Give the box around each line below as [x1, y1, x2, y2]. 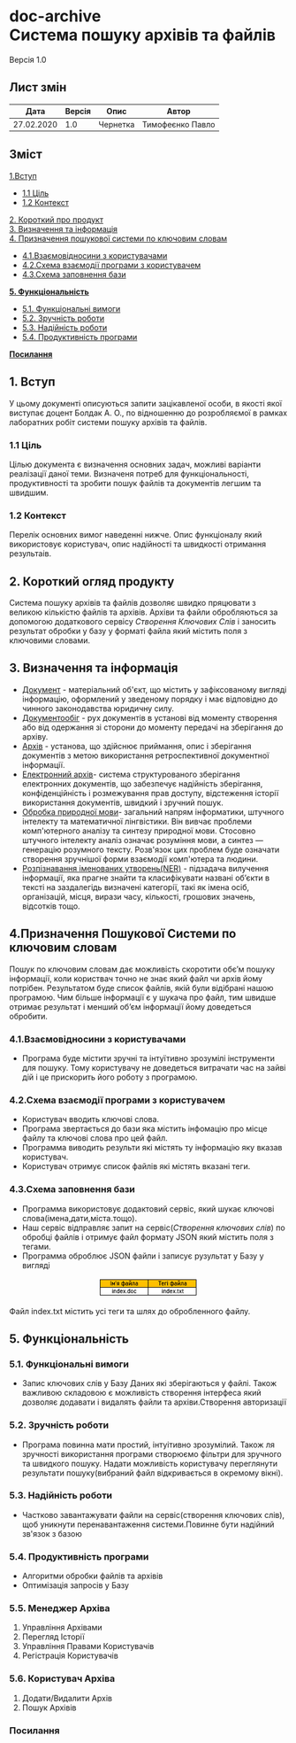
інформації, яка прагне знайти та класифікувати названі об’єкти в [21, 872, 270, 883]
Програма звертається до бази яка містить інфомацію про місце [21, 1123, 268, 1135]
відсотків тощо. [21, 901, 81, 911]
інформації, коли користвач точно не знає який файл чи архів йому [9, 972, 263, 984]
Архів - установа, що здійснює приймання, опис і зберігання [21, 740, 252, 751]
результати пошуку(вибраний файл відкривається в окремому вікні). [21, 1468, 284, 1478]
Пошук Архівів [21, 1702, 77, 1713]
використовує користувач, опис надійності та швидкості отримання [9, 538, 267, 550]
